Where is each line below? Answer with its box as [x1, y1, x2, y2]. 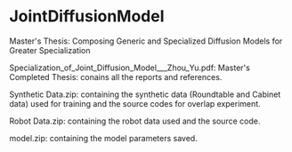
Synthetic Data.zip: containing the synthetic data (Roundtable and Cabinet [9, 89, 281, 100]
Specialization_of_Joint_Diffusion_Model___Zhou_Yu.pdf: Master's [9, 62, 251, 73]
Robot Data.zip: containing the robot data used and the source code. [9, 116, 261, 126]
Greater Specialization [9, 44, 91, 55]
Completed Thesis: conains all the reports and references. [9, 71, 223, 82]
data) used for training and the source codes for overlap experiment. [9, 98, 261, 108]
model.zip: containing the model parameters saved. [9, 132, 198, 143]
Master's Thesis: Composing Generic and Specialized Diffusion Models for [9, 36, 283, 46]
